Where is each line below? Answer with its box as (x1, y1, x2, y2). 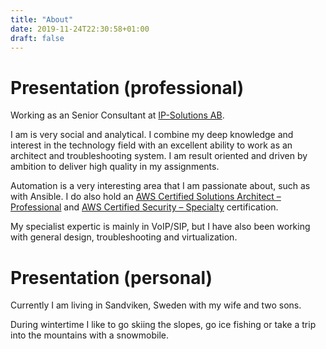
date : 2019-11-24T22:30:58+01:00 (10, 24, 150, 34)
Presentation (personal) (10, 266, 213, 289)
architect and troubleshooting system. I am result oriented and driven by (10, 150, 308, 162)
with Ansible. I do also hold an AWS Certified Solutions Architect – (10, 191, 282, 203)
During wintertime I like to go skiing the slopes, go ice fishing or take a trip (10, 319, 317, 331)
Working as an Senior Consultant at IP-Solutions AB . (10, 109, 225, 121)
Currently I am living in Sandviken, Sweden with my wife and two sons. (10, 299, 302, 311)
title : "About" (10, 14, 74, 25)
